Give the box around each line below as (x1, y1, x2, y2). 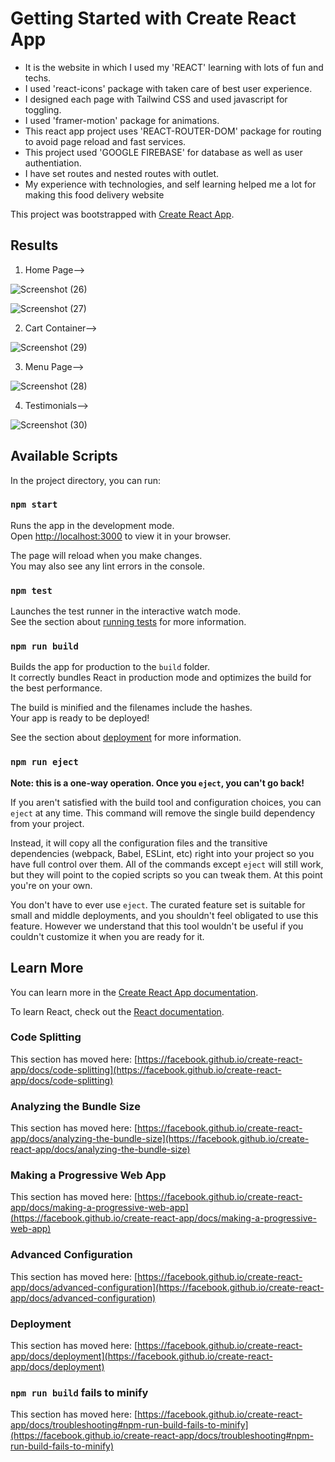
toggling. (24, 103, 62, 116)
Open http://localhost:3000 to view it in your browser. (10, 530, 232, 542)
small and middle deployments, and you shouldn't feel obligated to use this (10, 909, 319, 921)
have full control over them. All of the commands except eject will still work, (10, 858, 324, 870)
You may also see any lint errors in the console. (10, 560, 205, 572)
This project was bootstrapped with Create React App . (10, 208, 235, 220)
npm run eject (10, 757, 79, 768)
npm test (10, 585, 53, 596)
